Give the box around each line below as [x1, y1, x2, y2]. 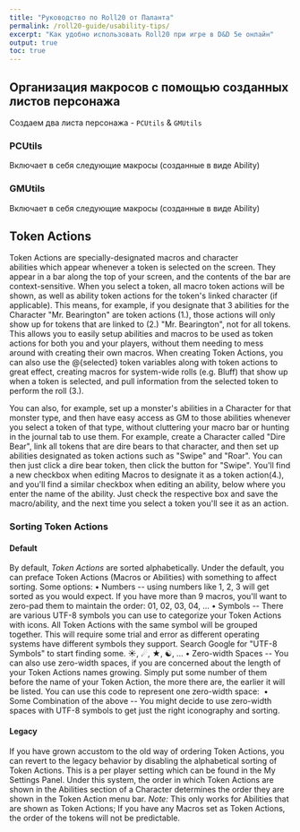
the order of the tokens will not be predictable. [9, 812, 181, 823]
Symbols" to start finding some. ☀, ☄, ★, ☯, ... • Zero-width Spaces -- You [9, 648, 289, 659]
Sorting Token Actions [9, 520, 109, 533]
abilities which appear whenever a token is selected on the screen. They [9, 262, 276, 273]
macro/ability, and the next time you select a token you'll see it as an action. [9, 498, 289, 509]
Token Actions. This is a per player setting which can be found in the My [9, 765, 276, 776]
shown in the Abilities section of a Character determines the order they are [9, 784, 285, 794]
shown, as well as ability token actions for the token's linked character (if [9, 290, 278, 301]
